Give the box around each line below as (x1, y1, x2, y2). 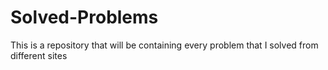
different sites (10, 49, 68, 61)
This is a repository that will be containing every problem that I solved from (10, 39, 319, 51)
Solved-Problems (10, 6, 159, 29)
